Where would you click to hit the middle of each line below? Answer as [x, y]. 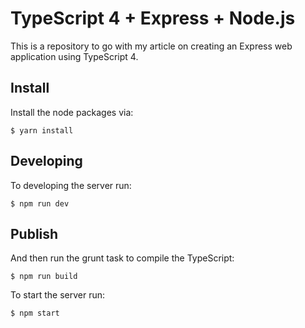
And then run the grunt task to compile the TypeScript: [122, 258]
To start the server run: [57, 295]
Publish [34, 233]
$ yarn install [42, 130]
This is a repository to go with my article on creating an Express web [151, 46]
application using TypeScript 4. [74, 56]
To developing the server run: [71, 185]
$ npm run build [44, 277]
